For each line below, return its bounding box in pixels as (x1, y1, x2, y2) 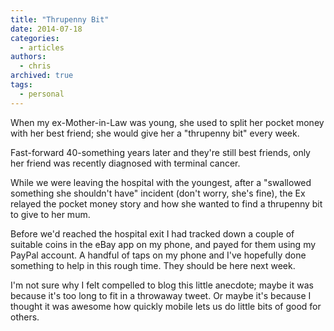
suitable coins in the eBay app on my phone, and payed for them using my (10, 238, 317, 250)
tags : (10, 80, 33, 90)
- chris (19, 61, 52, 71)
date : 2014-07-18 (10, 24, 83, 34)
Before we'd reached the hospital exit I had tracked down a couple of (10, 227, 295, 240)
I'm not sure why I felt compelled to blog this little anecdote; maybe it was (10, 279, 314, 291)
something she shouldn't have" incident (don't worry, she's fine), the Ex (10, 187, 306, 199)
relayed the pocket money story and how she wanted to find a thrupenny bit (10, 197, 323, 210)
